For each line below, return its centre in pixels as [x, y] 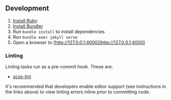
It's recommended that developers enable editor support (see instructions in [86, 87]
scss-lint [22, 77]
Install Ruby [25, 20]
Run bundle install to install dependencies [59, 31]
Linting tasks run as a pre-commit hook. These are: [59, 67]
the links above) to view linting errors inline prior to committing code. [78, 92]
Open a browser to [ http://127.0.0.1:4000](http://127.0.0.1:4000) [79, 42]
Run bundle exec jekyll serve [45, 37]
